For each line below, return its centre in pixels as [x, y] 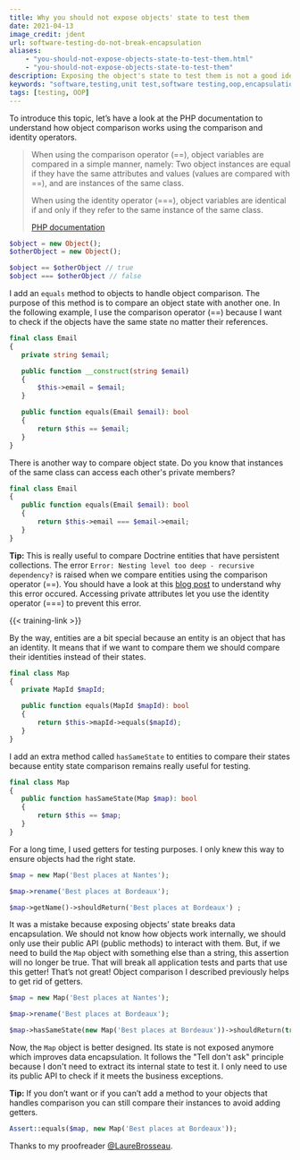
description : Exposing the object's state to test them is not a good [143, 76]
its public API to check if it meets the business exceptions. [116, 1076]
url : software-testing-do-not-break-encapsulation [105, 43]
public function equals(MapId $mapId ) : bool [105, 706]
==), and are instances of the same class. [108, 183]
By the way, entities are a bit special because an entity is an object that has [147, 637]
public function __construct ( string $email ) [105, 371]
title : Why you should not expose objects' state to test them [129, 17]
